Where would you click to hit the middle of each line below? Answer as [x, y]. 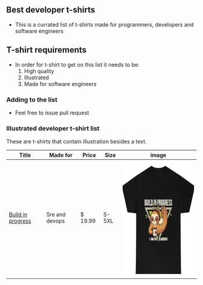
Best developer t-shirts [51, 10]
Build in [18, 215]
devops [56, 221]
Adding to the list [32, 99]
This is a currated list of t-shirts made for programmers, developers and [104, 24]
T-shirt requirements [47, 50]
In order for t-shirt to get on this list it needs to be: [77, 64]
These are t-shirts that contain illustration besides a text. [76, 142]
